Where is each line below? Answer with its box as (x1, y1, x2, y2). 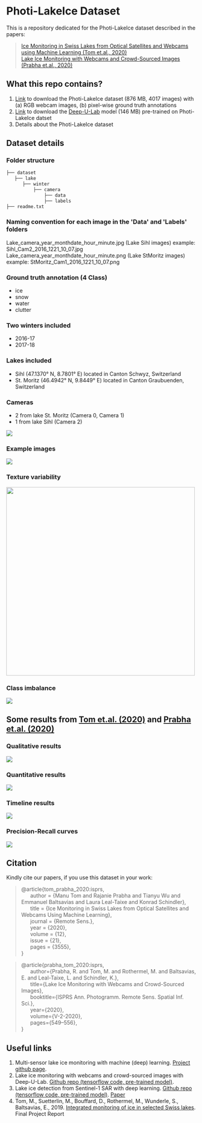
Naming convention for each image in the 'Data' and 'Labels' (6, 218, 187, 226)
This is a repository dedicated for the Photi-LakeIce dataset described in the (6, 24, 196, 31)
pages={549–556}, (30, 1019, 77, 1027)
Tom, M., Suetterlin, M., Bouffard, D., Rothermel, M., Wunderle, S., (14, 1098, 179, 1105)
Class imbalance (6, 683, 56, 692)
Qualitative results (6, 742, 62, 750)
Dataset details (6, 138, 65, 148)
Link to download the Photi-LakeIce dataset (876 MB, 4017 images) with (14, 95, 194, 102)
